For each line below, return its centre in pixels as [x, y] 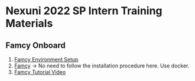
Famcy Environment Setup [46, 59]
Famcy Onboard [35, 45]
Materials [29, 23]
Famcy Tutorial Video [40, 72]
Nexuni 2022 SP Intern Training [84, 11]
